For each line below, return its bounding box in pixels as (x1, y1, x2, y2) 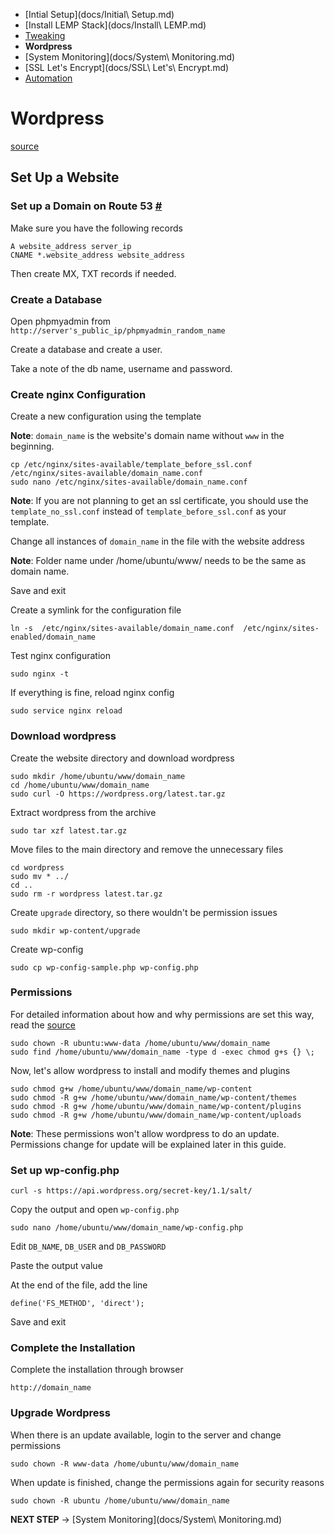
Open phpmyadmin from (10, 315, 112, 327)
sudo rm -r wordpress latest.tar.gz (10, 889, 163, 899)
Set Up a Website (10, 169, 120, 186)
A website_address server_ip (10, 241, 132, 251)
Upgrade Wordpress (10, 1406, 111, 1420)
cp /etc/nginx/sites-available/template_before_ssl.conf (10, 460, 253, 470)
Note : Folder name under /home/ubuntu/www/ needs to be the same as (10, 555, 307, 567)
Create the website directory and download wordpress (10, 752, 235, 764)
